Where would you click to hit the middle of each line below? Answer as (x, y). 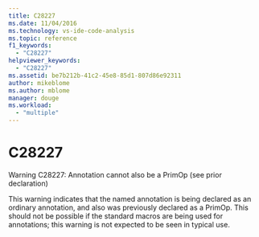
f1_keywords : (30, 46)
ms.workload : (30, 105)
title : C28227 (32, 16)
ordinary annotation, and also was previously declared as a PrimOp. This (129, 207)
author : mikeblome (39, 83)
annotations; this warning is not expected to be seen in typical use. (119, 224)
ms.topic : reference (43, 38)
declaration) (28, 183)
